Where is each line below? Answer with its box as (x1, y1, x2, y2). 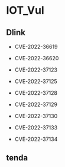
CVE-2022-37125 (14, 78, 57, 85)
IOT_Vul (6, 4, 44, 17)
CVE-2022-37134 (14, 135, 58, 143)
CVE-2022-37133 (14, 124, 58, 131)
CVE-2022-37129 (14, 101, 58, 108)
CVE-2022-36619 (14, 43, 58, 50)
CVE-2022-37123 (14, 66, 58, 73)
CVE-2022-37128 (14, 89, 58, 96)
